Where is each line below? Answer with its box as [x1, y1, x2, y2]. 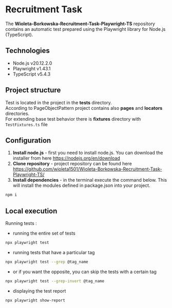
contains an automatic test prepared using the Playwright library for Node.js [5, 26, 166, 32]
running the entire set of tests [12, 230, 75, 237]
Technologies [5, 46, 50, 55]
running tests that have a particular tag [12, 249, 95, 255]
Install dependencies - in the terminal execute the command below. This [12, 177, 167, 183]
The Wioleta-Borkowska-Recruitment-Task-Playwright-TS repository [5, 21, 156, 27]
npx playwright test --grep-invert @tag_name [5, 278, 104, 283]
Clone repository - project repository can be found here [12, 161, 132, 167]
